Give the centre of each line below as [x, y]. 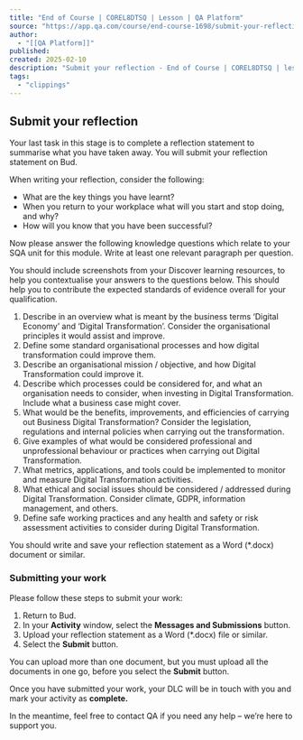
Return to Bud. [49, 615]
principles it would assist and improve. [93, 336]
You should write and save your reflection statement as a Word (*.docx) [142, 545]
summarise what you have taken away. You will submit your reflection [138, 153]
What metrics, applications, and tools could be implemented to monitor [154, 470]
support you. [33, 725]
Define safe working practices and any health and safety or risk [140, 518]
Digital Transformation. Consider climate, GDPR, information [134, 499]
